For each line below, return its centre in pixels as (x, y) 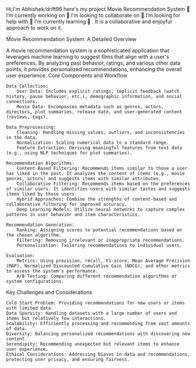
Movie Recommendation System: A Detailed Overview (71, 39)
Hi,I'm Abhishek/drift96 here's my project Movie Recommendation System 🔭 (98, 9)
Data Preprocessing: (31, 127)
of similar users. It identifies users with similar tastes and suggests (98, 189)
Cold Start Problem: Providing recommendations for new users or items (95, 303)
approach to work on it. (34, 28)
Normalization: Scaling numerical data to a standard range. (93, 143)
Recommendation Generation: (40, 225)
